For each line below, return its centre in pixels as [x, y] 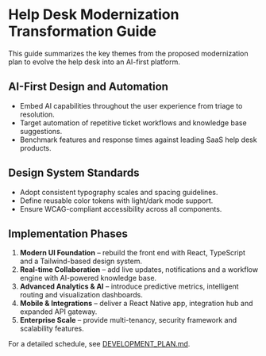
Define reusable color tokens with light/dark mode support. [116, 201]
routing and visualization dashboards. [81, 295]
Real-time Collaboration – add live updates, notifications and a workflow [139, 270]
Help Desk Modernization [94, 15]
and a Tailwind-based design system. [81, 261]
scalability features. [52, 329]
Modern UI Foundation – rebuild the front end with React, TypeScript [133, 253]
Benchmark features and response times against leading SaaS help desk [138, 140]
